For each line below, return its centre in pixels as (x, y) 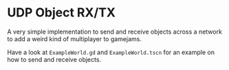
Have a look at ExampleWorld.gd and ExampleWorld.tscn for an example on (111, 52)
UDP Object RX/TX (61, 13)
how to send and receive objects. (54, 59)
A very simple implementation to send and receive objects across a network (115, 32)
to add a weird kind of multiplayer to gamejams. (75, 38)
